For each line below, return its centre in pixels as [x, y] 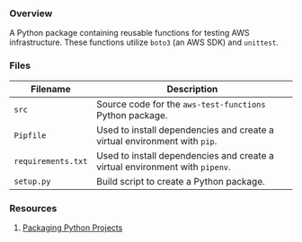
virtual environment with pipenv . [163, 167]
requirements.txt [51, 161]
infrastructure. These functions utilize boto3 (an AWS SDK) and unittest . [144, 42]
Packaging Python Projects [72, 228]
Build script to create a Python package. [180, 181]
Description [192, 89]
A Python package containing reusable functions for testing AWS [129, 33]
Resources [33, 208]
